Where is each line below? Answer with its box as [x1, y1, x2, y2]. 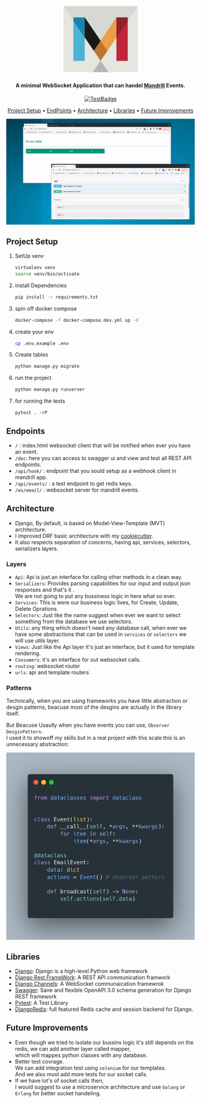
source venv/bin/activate [14, 271, 80, 277]
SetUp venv [14, 252, 44, 260]
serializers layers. [14, 545, 59, 552]
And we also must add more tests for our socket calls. [14, 1070, 148, 1078]
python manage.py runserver [14, 386, 85, 393]
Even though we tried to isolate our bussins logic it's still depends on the [14, 1038, 194, 1046]
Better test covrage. [14, 1058, 64, 1065]
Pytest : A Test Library [14, 1000, 69, 1007]
